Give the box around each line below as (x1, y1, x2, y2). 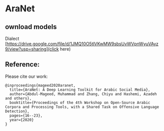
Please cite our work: (5, 73, 48, 79)
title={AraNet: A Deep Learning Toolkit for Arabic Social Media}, (9, 87, 151, 92)
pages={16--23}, (9, 113, 43, 118)
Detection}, (5, 109, 29, 114)
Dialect (5, 35, 20, 41)
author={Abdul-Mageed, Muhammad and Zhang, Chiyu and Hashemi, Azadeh (9, 92, 157, 97)
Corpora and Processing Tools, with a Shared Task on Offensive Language (5, 104, 160, 109)
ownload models (5, 23, 57, 31)
